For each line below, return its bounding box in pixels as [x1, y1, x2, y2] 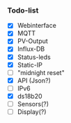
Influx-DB [17, 44, 45, 54]
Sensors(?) [17, 99, 49, 108]
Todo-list [7, 6, 39, 15]
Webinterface [17, 22, 57, 30]
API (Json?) [17, 76, 51, 85]
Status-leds [17, 53, 51, 61]
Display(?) [17, 107, 47, 116]
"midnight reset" [17, 68, 65, 76]
